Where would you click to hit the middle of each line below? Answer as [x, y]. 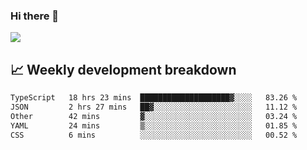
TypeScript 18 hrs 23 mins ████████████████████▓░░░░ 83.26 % [154, 98]
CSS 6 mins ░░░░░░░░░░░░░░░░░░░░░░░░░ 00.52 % [154, 135]
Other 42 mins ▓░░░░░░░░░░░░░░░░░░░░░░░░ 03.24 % [154, 116]
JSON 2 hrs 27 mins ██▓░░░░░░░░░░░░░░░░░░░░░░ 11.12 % [154, 107]
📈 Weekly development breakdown [123, 69]
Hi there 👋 [35, 16]
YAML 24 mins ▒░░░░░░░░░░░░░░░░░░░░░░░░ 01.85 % [154, 125]
